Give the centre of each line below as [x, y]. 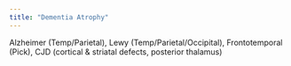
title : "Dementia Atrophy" [59, 17]
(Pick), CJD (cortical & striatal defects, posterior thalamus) [116, 51]
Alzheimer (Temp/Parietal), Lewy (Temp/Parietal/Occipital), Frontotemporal [146, 42]
